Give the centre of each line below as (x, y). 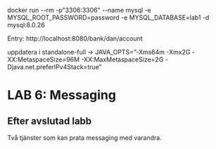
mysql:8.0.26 (26, 25)
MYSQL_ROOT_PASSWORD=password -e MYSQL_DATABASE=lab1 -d (108, 17)
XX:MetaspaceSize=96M (43, 59)
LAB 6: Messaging (62, 95)
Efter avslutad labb (50, 121)
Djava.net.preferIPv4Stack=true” (55, 67)
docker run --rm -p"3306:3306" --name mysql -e (79, 10)
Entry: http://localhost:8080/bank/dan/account (75, 38)
